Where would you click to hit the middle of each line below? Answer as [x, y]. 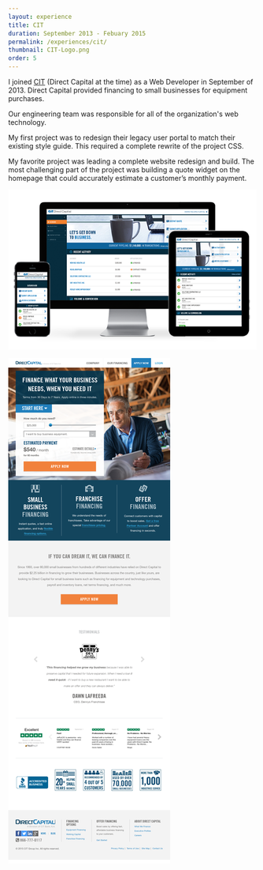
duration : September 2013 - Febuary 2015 [77, 33]
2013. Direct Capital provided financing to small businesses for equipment [128, 90]
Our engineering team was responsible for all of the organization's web [123, 114]
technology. [28, 122]
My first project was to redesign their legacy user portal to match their [122, 137]
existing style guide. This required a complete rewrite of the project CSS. [126, 146]
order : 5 [22, 58]
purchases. [26, 98]
